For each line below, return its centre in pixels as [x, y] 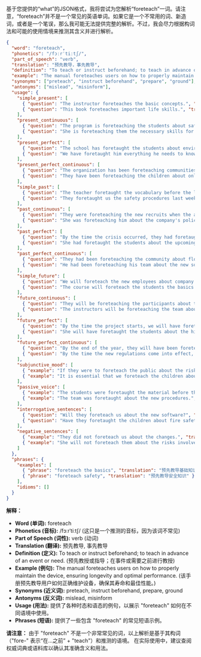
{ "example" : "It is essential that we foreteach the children [103, 376]
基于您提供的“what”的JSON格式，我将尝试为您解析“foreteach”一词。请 [94, 9]
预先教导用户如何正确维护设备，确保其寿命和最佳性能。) [88, 583]
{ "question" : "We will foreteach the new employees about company [108, 282]
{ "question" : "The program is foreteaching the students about [104, 126]
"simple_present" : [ [42, 98]
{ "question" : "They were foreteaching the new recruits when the [106, 215]
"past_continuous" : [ [44, 209]
